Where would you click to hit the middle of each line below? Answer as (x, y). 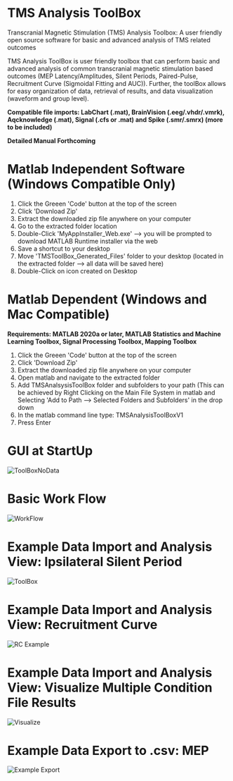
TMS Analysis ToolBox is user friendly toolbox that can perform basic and (114, 61)
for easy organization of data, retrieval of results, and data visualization (110, 91)
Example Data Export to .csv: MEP (108, 750)
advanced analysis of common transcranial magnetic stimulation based (110, 68)
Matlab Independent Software (96, 169)
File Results (42, 702)
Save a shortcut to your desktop (64, 249)
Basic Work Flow (57, 499)
